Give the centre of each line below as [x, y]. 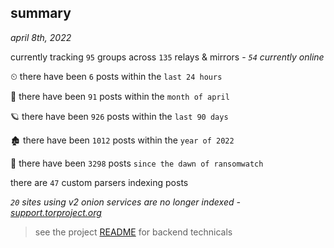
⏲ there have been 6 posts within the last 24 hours [116, 76]
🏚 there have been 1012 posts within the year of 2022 [122, 140]
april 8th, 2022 [41, 37]
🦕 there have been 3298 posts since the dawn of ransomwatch [137, 163]
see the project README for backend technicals [133, 232]
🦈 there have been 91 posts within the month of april [120, 96]
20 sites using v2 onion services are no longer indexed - [125, 202]
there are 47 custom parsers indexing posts [99, 182]
